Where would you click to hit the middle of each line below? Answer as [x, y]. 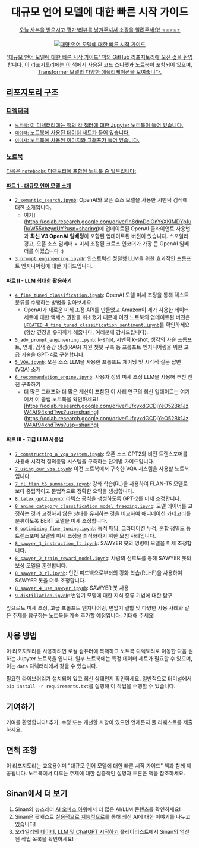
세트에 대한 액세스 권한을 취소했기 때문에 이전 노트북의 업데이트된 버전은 [107, 317]
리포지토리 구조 [32, 93]
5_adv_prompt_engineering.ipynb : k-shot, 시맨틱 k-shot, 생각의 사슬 [95, 339]
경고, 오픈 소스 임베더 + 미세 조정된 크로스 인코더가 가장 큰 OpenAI [101, 244]
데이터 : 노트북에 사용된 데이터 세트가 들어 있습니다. [72, 132]
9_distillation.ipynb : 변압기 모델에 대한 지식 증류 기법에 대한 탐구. [94, 595]
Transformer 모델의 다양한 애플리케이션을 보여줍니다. [100, 71]
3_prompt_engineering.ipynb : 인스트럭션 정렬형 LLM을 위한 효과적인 [95, 258]
